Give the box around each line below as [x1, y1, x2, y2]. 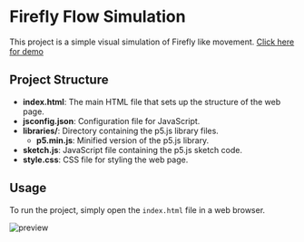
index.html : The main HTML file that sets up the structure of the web [22, 96, 281, 107]
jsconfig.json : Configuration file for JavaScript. [22, 115, 201, 126]
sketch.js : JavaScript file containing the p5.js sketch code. [22, 144, 243, 155]
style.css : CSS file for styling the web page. [22, 154, 189, 165]
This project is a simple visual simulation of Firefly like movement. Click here [9, 36, 295, 47]
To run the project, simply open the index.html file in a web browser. [9, 204, 266, 215]
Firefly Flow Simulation [9, 6, 186, 27]
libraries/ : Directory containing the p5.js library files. [22, 125, 220, 136]
